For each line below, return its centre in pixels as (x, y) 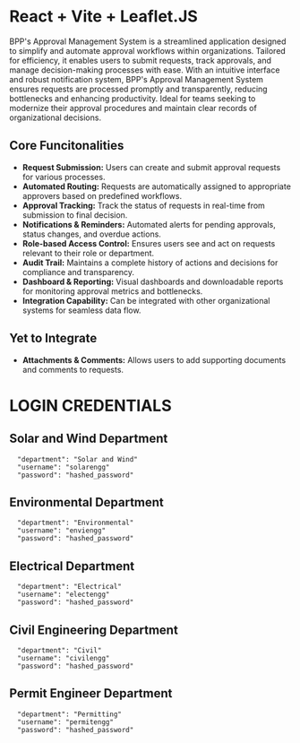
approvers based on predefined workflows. (102, 195)
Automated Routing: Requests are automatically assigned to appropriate (156, 186)
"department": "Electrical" (70, 587)
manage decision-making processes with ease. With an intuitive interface (145, 70)
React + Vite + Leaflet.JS (104, 17)
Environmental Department (86, 502)
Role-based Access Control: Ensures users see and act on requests (149, 243)
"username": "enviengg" (61, 531)
